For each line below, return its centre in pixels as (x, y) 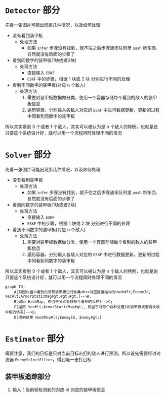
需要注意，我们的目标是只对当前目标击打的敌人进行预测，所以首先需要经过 (81, 353)
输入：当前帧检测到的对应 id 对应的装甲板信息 (59, 390)
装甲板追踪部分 (28, 377)
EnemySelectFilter (34, 360)
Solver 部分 (28, 155)
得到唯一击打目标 (74, 359)
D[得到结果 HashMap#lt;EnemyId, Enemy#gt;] (58, 317)
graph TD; (15, 287)
